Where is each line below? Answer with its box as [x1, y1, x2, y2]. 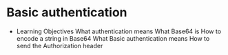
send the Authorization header [16, 41, 103, 50]
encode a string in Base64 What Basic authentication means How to [16, 34, 210, 42]
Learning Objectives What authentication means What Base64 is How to [16, 27, 222, 35]
